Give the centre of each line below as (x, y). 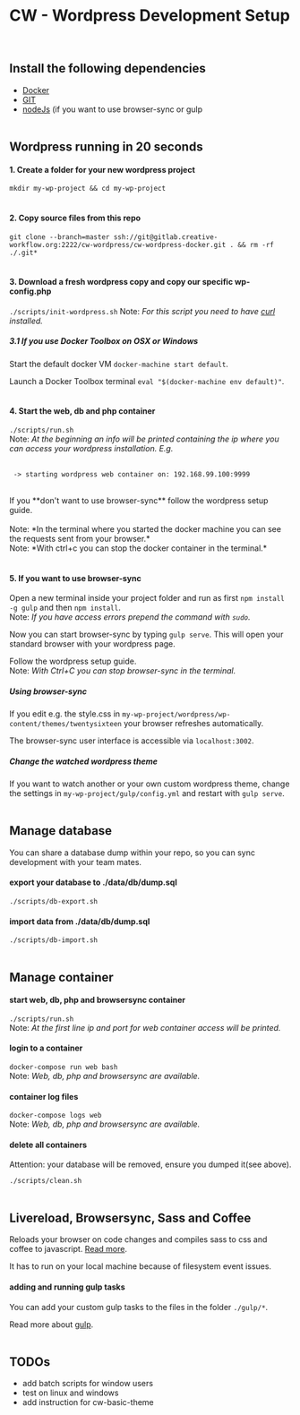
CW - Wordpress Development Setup (150, 16)
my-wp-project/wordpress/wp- (176, 715)
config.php (30, 291)
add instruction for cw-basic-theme (88, 1402)
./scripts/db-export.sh (54, 902)
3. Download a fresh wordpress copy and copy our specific (121, 282)
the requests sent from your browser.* (80, 538)
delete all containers (48, 1145)
